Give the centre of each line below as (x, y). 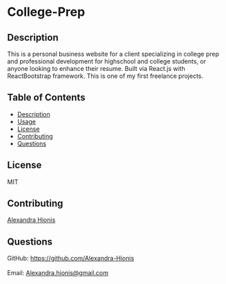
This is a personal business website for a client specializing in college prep (113, 54)
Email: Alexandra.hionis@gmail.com (58, 273)
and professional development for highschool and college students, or (107, 61)
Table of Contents (47, 98)
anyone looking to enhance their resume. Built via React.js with (96, 69)
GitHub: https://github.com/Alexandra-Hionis (71, 258)
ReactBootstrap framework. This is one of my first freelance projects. (105, 76)
